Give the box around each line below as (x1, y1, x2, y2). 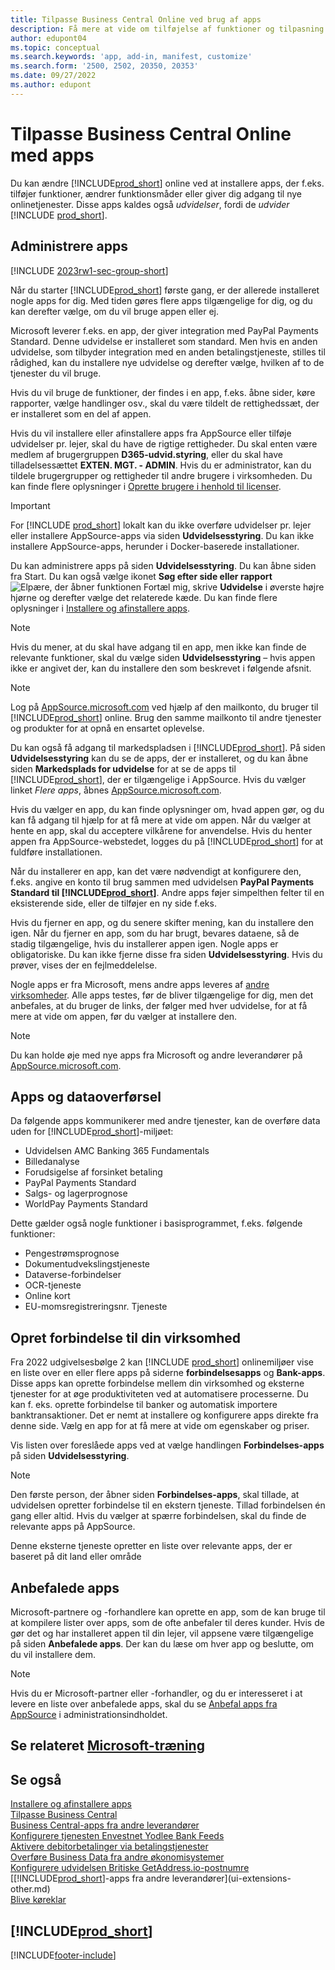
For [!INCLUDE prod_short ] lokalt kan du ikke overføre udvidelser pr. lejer (10, 519, 312, 531)
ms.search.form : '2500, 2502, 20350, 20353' (10, 61, 199, 71)
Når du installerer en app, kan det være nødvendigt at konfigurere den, (10, 865, 302, 877)
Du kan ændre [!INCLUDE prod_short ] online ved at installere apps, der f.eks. (10, 177, 325, 189)
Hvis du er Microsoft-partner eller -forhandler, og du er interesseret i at (10, 1687, 303, 1699)
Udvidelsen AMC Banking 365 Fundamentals (24, 1145, 210, 1157)
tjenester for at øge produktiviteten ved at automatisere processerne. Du (10, 1388, 309, 1400)
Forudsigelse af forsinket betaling (24, 1166, 163, 1178)
